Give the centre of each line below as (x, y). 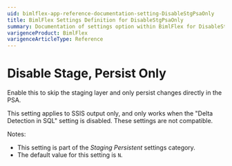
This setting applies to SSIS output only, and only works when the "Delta (110, 113)
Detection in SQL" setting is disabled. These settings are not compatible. (110, 121)
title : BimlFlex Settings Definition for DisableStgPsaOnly (96, 20)
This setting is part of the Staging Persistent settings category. (106, 148)
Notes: (17, 134)
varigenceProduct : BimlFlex (48, 33)
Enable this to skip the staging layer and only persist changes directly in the (115, 93)
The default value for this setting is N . (70, 155)
